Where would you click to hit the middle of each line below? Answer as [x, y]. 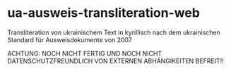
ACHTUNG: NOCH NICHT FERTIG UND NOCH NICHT [85, 53]
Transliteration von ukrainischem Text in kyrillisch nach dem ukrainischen [114, 32]
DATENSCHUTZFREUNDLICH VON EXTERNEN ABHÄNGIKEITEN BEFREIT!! [115, 60]
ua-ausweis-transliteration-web [103, 13]
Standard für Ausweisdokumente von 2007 [70, 39]
